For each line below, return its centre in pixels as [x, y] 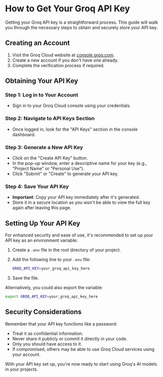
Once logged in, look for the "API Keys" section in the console [75, 129]
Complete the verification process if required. [58, 65]
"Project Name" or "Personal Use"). [48, 169]
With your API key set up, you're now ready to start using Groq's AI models [81, 364]
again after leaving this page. [42, 208]
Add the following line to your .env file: [51, 260]
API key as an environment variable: [41, 240]
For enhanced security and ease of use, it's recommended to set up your [79, 235]
